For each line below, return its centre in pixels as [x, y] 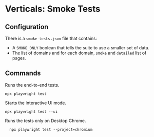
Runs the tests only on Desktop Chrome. [46, 121]
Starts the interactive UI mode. [36, 103]
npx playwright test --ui [31, 112]
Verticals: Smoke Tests [53, 9]
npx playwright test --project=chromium [51, 129]
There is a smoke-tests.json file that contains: [51, 38]
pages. [19, 58]
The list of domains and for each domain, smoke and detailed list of [79, 53]
